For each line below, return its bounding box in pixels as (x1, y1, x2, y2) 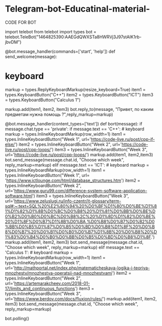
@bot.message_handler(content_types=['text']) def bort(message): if (5, 121, 142, 126)
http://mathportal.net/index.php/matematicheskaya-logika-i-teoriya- (14, 265, 150, 271)
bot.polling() (5, 315, 29, 321)
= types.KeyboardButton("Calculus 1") (5, 97, 81, 103)
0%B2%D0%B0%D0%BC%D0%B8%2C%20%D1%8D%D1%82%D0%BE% (5, 213, 156, 219)
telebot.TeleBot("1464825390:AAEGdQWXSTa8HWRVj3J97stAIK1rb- (5, 34, 142, 40)
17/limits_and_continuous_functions (5, 285, 75, 291)
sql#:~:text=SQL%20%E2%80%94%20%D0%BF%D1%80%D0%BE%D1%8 (5, 203, 157, 209)
